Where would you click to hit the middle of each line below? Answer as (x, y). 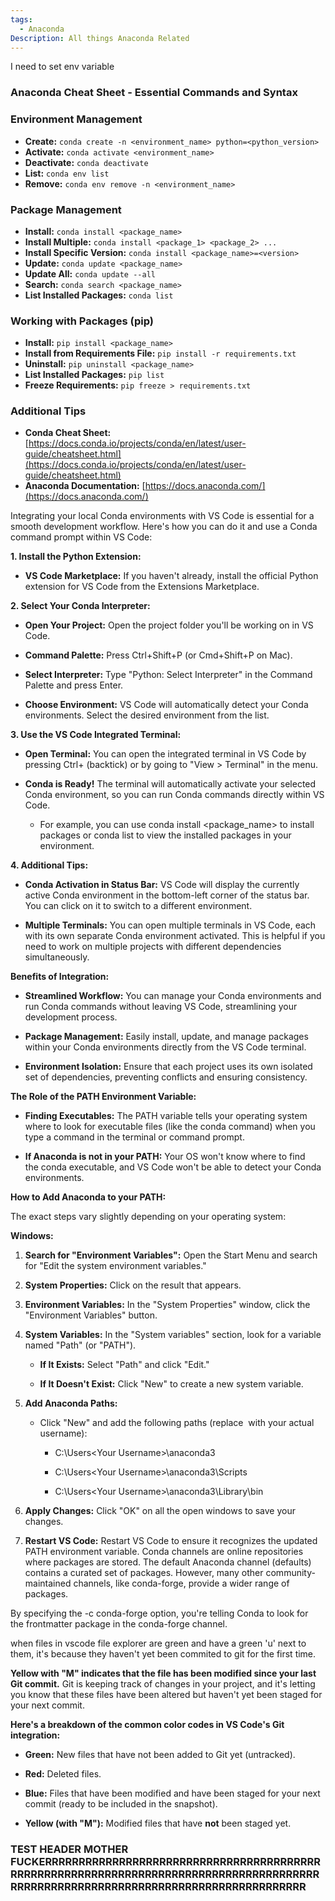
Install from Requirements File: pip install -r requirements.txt (160, 353)
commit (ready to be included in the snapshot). (121, 1804)
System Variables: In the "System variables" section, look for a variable (173, 1335)
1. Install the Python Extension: (76, 557)
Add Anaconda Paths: (71, 1403)
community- (290, 1573)
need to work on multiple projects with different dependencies (153, 947)
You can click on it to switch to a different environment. (138, 906)
